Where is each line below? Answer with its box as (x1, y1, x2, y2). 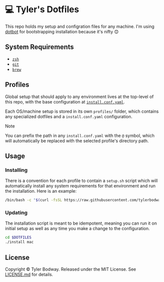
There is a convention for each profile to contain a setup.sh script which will (5, 178, 158, 184)
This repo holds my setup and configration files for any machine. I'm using (5, 23, 155, 29)
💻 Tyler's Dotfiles (5, 4, 80, 15)
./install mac (5, 240, 34, 245)
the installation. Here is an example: (5, 188, 77, 194)
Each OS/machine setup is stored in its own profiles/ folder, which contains (5, 108, 159, 114)
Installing (5, 166, 28, 173)
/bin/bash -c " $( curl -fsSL (5, 198, 62, 203)
